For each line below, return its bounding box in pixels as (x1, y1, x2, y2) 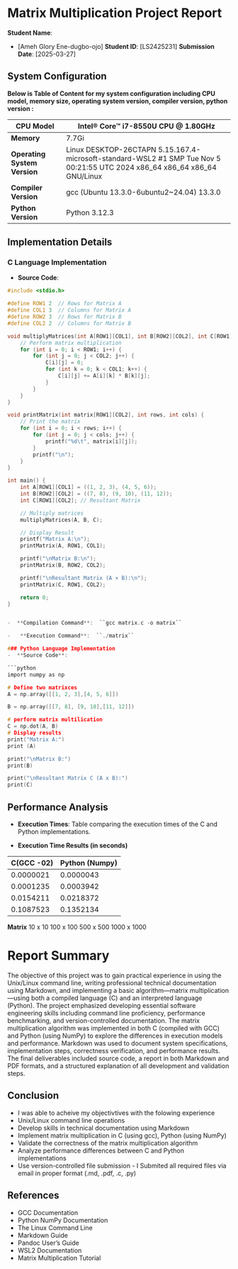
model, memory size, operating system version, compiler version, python (7, 97, 228, 105)
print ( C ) (7, 781, 33, 789)
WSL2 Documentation (17, 1246, 82, 1254)
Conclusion (7, 1089, 59, 1102)
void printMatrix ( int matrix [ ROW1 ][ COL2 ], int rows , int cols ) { (7, 412, 205, 419)
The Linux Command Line (17, 1223, 93, 1232)
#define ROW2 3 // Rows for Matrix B (7, 314, 122, 321)
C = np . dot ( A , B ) (7, 723, 59, 730)
